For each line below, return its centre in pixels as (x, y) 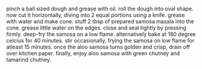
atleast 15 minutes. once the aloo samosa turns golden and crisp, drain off (98, 47)
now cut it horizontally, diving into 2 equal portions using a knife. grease (96, 15)
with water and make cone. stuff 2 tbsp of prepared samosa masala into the (100, 21)
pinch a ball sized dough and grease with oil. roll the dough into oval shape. (100, 9)
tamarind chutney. (29, 60)
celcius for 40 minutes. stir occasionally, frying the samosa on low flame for (100, 40)
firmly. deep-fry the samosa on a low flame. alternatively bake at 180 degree (101, 34)
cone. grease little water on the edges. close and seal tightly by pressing (96, 28)
